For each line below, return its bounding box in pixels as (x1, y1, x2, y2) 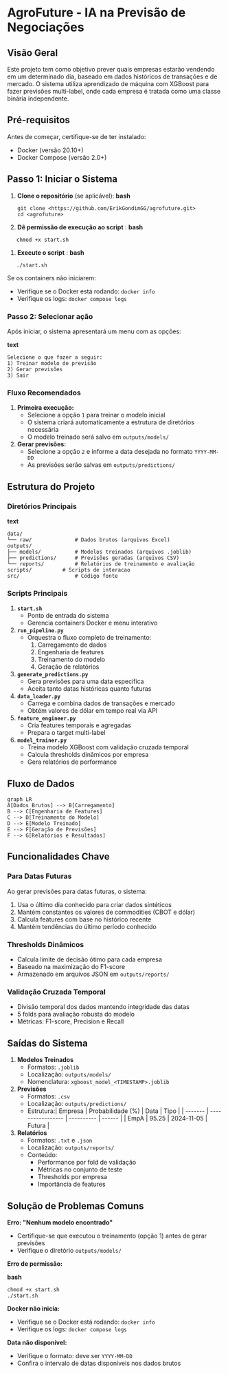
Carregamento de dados (37, 641, 107, 649)
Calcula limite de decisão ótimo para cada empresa (16, 955, 163, 964)
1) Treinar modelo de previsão (7, 360, 97, 366)
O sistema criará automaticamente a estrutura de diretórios (27, 418, 194, 426)
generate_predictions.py (16, 672, 89, 678)
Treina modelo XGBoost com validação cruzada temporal (27, 743, 189, 751)
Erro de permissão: (7, 1259, 63, 1268)
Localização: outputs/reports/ (27, 1143, 115, 1152)
